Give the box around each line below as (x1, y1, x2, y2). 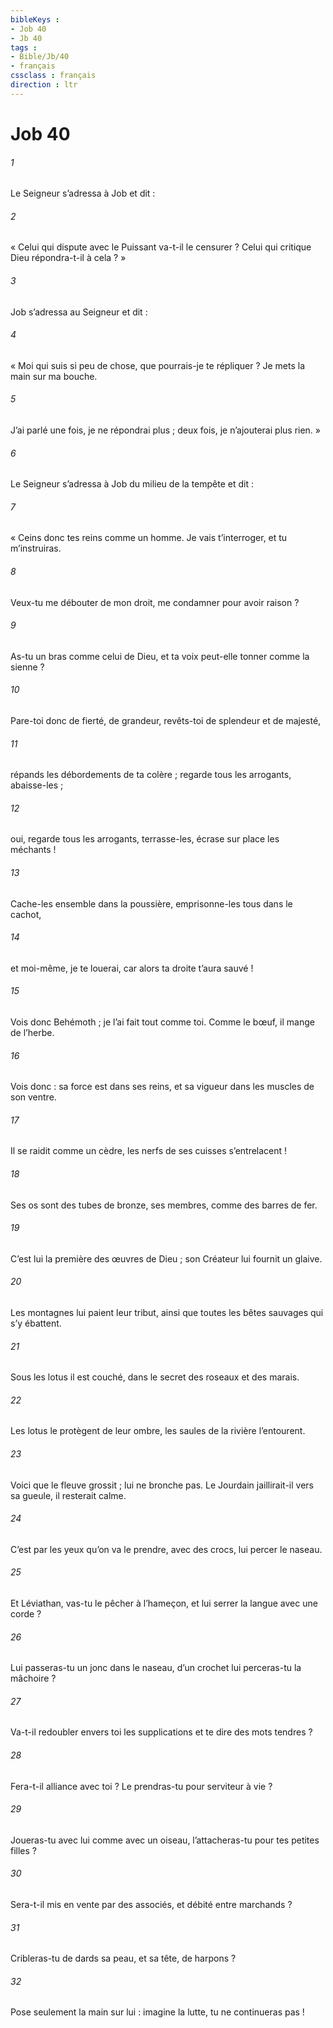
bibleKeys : (10, 14, 60, 25)
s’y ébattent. (10, 1317, 62, 1329)
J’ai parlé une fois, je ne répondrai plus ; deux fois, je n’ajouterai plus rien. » (10, 424, 321, 436)
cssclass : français (10, 71, 97, 81)
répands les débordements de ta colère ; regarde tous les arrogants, (10, 769, 292, 781)
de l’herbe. (10, 1026, 55, 1038)
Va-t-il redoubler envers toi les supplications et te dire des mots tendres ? (10, 1726, 313, 1738)
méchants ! (10, 844, 57, 856)
